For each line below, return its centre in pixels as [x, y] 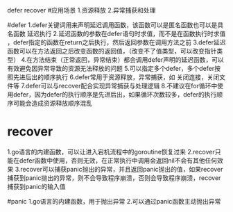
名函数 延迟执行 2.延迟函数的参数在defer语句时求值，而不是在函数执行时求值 [116, 34]
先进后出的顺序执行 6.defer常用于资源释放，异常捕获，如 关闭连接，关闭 [116, 77]
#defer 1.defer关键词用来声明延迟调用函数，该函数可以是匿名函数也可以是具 [115, 25]
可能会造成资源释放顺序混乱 [52, 103]
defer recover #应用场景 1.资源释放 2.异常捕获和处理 [81, 10]
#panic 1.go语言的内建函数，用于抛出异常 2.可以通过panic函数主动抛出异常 [114, 201]
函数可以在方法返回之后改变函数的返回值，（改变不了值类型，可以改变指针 [112, 51]
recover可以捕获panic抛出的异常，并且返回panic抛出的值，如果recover [122, 169]
